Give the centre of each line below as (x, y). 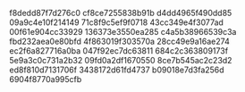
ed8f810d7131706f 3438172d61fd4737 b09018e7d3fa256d (117, 70)
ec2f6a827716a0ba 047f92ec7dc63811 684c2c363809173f (119, 51)
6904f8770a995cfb (46, 79)
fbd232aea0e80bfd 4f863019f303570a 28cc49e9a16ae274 (119, 41)
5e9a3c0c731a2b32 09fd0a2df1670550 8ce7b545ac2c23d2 (121, 60)
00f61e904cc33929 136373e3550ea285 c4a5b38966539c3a (123, 32)
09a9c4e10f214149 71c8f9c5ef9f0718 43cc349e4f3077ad (116, 22)
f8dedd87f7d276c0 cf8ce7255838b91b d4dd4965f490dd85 (121, 13)
